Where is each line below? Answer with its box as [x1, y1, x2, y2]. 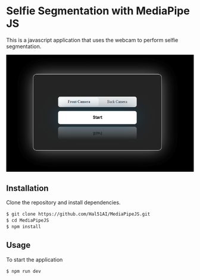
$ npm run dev [6, 268, 42, 274]
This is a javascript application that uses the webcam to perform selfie [6, 36, 179, 43]
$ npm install [6, 224, 42, 230]
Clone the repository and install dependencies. [6, 199, 121, 206]
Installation [6, 183, 49, 193]
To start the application [6, 256, 63, 263]
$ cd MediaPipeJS [6, 218, 49, 224]
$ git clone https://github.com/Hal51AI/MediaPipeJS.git [6, 211, 151, 218]
